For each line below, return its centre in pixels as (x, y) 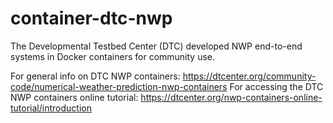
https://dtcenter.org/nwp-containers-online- (231, 97)
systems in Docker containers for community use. (113, 56)
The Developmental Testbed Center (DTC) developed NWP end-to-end (156, 46)
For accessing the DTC (276, 86)
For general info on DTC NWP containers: (95, 76)
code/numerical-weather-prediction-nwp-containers (119, 86)
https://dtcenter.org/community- (249, 76)
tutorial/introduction (51, 108)
